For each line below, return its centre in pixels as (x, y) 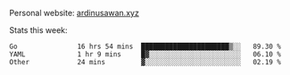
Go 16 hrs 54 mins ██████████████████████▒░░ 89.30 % (145, 46)
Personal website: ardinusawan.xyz (75, 13)
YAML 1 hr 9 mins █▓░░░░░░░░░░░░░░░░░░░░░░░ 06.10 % (145, 54)
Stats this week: (39, 30)
